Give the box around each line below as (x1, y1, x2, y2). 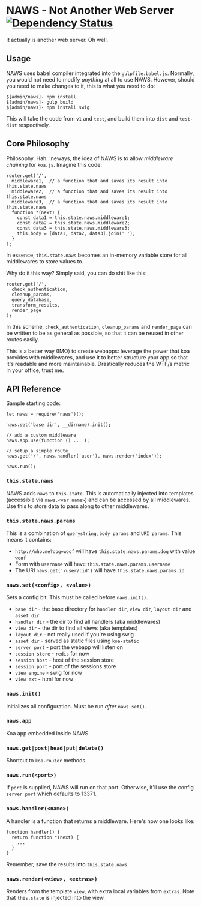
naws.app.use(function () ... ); (6, 437, 90, 444)
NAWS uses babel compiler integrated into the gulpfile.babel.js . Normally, (6, 70, 194, 77)
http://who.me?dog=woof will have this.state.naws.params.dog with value (14, 547, 196, 555)
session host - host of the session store (14, 656, 114, 663)
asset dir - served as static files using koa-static (14, 637, 139, 645)
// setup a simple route (6, 448, 68, 454)
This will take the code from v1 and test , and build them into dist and (6, 115, 178, 122)
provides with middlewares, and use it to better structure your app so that (6, 353, 188, 361)
